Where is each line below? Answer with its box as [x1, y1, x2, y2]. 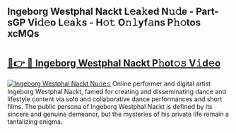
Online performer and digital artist [112, 79, 211, 88]
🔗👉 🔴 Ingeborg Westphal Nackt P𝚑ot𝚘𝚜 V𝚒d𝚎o [7, 57, 221, 69]
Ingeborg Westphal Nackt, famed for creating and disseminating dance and [7, 88, 226, 96]
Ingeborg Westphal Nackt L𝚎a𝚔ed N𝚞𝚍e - [7, 6, 194, 18]
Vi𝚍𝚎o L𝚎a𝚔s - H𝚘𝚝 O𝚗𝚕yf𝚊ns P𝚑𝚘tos [28, 17, 201, 29]
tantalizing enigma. [7, 117, 63, 126]
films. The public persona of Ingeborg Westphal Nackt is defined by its [7, 103, 213, 110]
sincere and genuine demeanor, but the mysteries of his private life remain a [7, 110, 230, 118]
